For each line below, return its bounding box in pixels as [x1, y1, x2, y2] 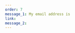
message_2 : [5, 20, 27, 26]
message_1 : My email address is [5, 12, 70, 16]
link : [5, 16, 16, 21]
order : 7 [5, 7, 23, 12]
